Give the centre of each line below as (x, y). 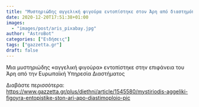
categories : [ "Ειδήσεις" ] (38, 39)
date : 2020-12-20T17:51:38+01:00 (47, 17)
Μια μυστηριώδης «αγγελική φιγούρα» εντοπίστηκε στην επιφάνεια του (95, 67)
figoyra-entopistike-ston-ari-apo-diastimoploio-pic (68, 97)
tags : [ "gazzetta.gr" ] (34, 45)
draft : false (22, 51)
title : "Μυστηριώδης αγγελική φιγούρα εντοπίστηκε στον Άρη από (87, 12)
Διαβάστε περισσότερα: (35, 85)
